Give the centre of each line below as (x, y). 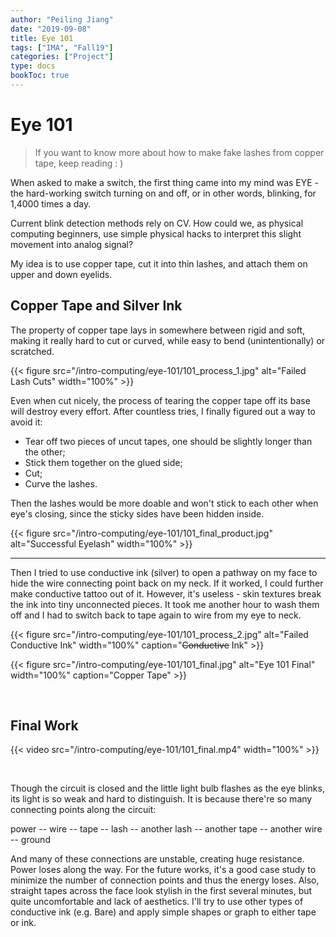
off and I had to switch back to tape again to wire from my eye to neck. (156, 615)
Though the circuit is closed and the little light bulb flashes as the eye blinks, (167, 788)
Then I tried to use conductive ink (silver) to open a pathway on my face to (164, 572)
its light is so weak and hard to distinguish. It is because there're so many (161, 799)
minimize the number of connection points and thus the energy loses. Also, (165, 880)
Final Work (44, 726)
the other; (45, 452)
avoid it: (26, 422)
